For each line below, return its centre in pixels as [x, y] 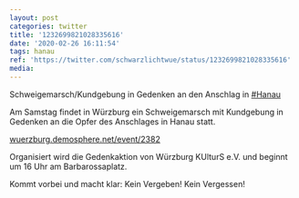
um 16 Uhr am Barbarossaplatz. [68, 166]
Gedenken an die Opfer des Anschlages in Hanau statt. [113, 121]
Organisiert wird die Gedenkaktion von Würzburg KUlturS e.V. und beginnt [149, 156]
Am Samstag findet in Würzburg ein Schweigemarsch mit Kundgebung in [147, 112]
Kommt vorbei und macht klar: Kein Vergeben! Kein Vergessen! [128, 183]
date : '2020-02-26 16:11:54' [65, 43]
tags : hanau [32, 52]
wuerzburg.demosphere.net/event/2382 [85, 139]
